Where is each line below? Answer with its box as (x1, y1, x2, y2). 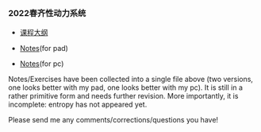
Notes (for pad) (19, 43, 69, 52)
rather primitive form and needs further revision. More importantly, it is (8, 91, 239, 100)
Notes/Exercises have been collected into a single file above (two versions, (8, 74, 254, 83)
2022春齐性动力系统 (8, 8, 86, 19)
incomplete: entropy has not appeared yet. (8, 99, 148, 109)
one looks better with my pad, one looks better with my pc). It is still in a (8, 83, 244, 92)
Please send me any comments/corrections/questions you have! (8, 115, 219, 124)
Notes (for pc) (19, 59, 64, 68)
